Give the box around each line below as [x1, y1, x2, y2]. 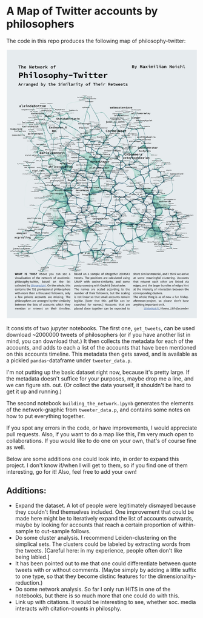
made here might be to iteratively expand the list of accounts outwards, [15, 514, 194, 522]
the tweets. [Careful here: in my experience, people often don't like [15, 547, 183, 554]
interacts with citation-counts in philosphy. [15, 605, 122, 612]
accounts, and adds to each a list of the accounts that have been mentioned [6, 344, 196, 351]
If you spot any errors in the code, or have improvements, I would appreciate [6, 424, 198, 431]
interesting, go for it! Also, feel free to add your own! [6, 468, 137, 476]
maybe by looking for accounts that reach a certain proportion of [15, 521, 178, 528]
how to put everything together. [6, 413, 85, 420]
